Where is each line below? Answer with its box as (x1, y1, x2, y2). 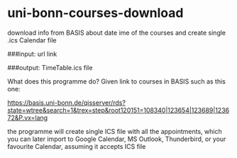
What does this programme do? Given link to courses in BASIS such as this (7, 77, 226, 86)
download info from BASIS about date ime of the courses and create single (7, 28, 226, 37)
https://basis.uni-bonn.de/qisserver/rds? (7, 98, 126, 107)
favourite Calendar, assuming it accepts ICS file (7, 142, 146, 150)
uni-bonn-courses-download (7, 5, 184, 21)
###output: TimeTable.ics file (7, 63, 93, 72)
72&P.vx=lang (7, 113, 48, 122)
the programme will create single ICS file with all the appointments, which (7, 127, 222, 135)
